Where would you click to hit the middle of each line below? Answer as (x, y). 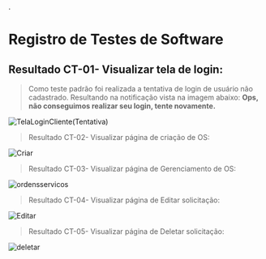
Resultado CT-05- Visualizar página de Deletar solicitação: (126, 231)
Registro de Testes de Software (116, 40)
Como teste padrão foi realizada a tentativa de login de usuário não (141, 89)
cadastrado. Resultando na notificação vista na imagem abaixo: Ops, (143, 97)
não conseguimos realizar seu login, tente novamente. (122, 106)
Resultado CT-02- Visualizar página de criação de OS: (119, 137)
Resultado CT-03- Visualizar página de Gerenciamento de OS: (132, 169)
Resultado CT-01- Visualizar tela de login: (116, 69)
